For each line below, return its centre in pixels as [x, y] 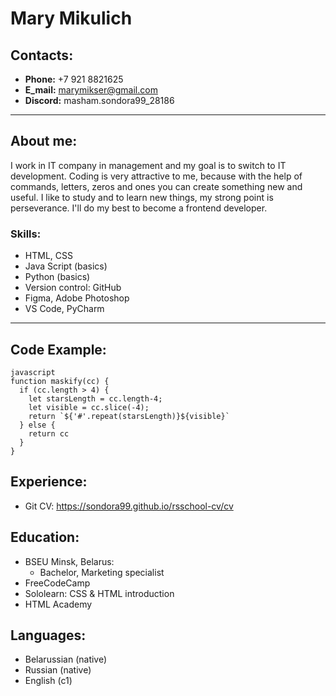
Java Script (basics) [66, 266]
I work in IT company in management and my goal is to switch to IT [148, 165]
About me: [44, 141]
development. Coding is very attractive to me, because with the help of [156, 176]
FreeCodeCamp [57, 583]
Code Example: [58, 349]
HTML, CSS [48, 256]
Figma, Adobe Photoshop [77, 298]
